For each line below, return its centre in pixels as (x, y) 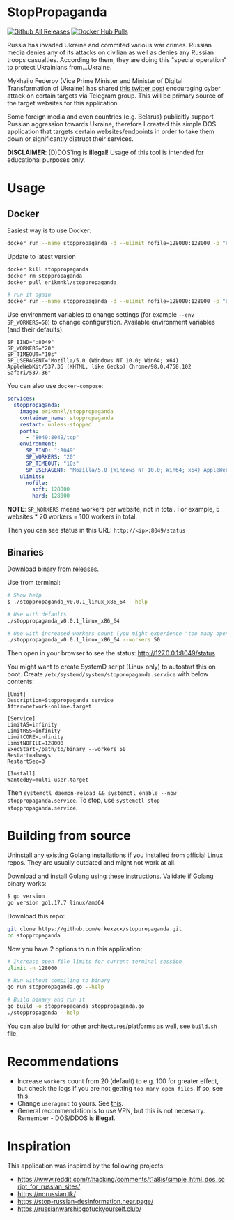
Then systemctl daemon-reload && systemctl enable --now (92, 793)
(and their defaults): (36, 329)
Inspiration (39, 1146)
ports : (29, 431)
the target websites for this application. (63, 103)
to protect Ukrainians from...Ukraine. (60, 67)
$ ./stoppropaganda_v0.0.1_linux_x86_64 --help (78, 602)
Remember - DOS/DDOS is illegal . (66, 1118)
